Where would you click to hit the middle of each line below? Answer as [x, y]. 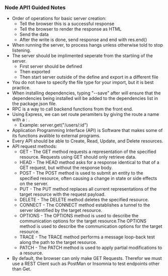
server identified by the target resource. [61, 210]
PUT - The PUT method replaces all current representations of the [88, 189]
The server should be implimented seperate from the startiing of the [82, 56]
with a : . [21, 120]
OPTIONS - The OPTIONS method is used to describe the [79, 216]
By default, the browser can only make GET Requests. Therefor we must [87, 258]
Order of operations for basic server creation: [59, 19]
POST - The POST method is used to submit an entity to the [81, 173]
